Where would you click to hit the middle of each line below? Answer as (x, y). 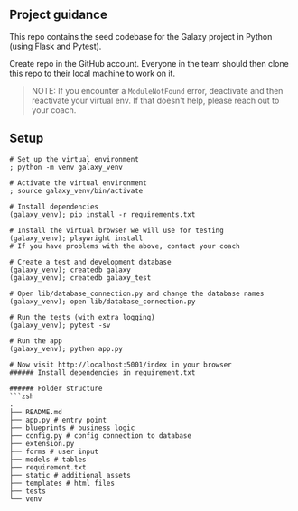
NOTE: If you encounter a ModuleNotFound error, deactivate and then (157, 90)
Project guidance (59, 15)
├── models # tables (48, 460)
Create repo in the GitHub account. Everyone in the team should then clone (149, 63)
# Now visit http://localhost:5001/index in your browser (121, 365)
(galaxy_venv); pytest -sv (60, 325)
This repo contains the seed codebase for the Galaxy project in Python (141, 36)
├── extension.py (42, 443)
